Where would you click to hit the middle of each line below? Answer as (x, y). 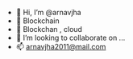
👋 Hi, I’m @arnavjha (49, 12)
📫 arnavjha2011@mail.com (61, 47)
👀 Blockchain (38, 21)
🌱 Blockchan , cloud (49, 29)
